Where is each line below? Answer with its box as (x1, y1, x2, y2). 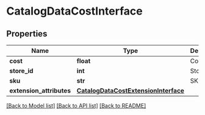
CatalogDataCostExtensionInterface (76, 86, 185, 95)
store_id (9, 67, 34, 75)
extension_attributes (9, 86, 71, 95)
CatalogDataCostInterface (6, 4, 143, 18)
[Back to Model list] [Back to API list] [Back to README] (6, 102, 146, 109)
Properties (6, 29, 48, 39)
